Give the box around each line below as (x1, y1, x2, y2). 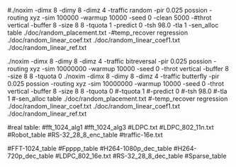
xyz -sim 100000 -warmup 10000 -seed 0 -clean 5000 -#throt (29, 13, 212, 22)
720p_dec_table (7, 151, 55, 160)
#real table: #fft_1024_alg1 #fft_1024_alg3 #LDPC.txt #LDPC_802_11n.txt (7, 123, 214, 131)
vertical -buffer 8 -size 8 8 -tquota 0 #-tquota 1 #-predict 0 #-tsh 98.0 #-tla (7, 87, 227, 95)
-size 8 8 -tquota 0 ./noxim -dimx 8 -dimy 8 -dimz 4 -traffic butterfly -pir (7, 72, 220, 80)
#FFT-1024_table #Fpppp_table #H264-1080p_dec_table (7, 144, 172, 152)
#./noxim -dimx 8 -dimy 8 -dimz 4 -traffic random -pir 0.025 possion (7, 6, 208, 14)
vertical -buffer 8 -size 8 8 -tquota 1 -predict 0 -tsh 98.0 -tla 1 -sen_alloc (7, 21, 219, 29)
